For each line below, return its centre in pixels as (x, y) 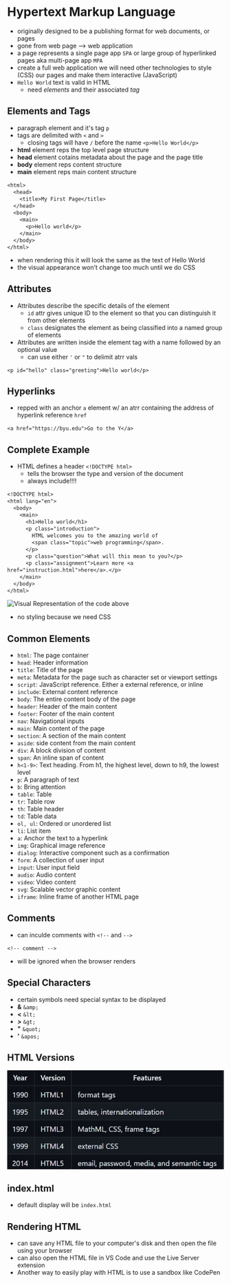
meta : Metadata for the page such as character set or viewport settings (117, 677)
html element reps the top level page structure (83, 149)
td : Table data (37, 816)
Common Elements (49, 639)
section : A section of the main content (71, 736)
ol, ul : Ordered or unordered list (64, 823)
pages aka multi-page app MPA (60, 60)
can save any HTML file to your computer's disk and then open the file (117, 1243)
